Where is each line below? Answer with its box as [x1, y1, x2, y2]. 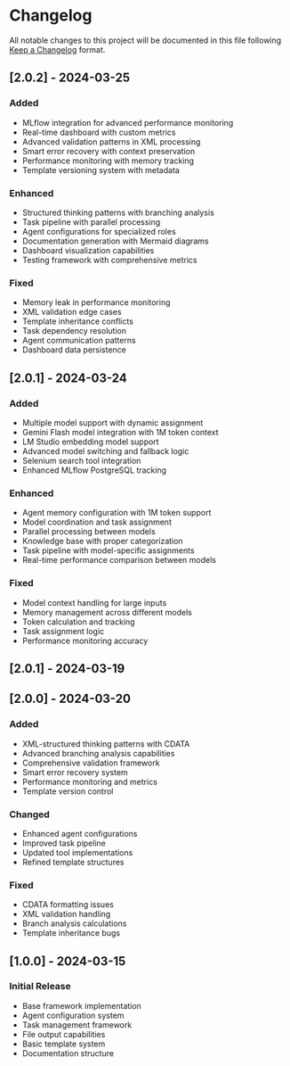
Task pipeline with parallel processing [21, 216, 161, 227]
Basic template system [21, 1038, 106, 1049]
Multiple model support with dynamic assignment [21, 417, 204, 428]
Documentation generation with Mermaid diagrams [21, 236, 209, 246]
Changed [9, 808, 51, 821]
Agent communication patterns [21, 335, 136, 346]
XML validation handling [21, 909, 111, 920]
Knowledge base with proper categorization [21, 536, 184, 547]
